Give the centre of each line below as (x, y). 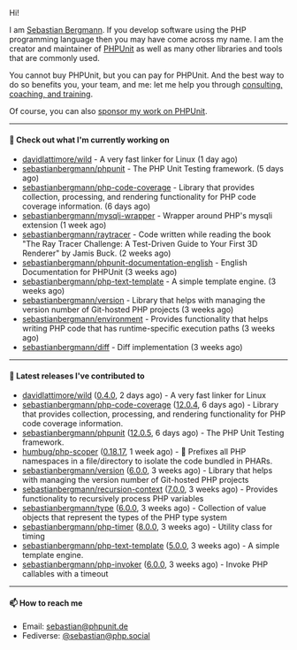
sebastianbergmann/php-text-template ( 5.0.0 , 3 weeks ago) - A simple (151, 546)
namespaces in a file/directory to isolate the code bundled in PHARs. (147, 461)
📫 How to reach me (46, 603)
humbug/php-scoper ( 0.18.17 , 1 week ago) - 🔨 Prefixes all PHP (134, 452)
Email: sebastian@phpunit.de (75, 626)
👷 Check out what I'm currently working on (89, 140)
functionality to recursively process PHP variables (113, 499)
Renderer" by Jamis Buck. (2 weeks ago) (96, 253)
